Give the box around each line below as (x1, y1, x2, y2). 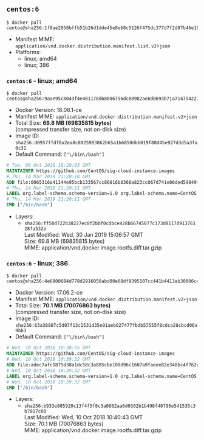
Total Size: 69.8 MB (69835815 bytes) (15, 119, 112, 127)
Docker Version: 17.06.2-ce (15, 289, 83, 296)
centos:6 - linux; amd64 (6, 76, 78, 85)
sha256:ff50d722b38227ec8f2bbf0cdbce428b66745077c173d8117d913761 (24, 220, 196, 227)
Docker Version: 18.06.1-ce (15, 107, 82, 114)
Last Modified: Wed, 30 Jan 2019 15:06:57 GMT (24, 231, 144, 239)
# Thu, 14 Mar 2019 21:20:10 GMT (6, 173, 91, 180)
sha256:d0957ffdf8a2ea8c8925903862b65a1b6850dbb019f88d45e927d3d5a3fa (15, 140, 198, 146)
